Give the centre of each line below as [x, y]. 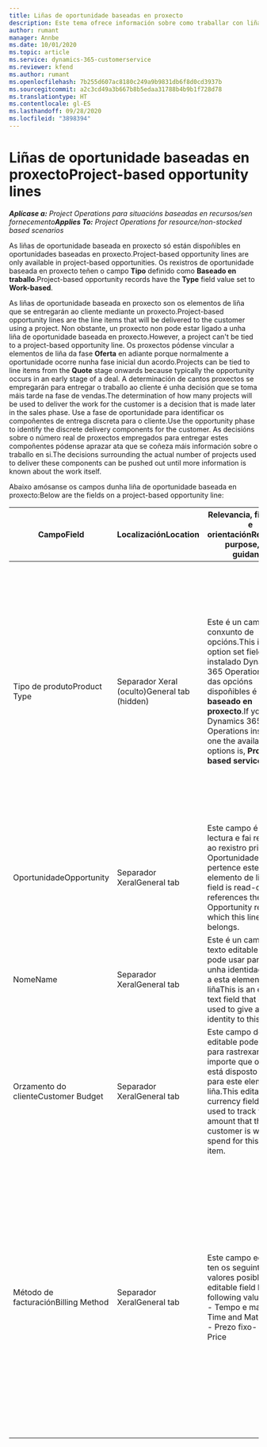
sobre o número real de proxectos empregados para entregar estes [119, 437]
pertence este [233, 867]
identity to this [234, 1019]
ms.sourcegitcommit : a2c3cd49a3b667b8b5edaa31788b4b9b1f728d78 [116, 89]
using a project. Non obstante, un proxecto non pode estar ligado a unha [128, 328]
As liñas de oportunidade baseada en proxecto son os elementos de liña [127, 303]
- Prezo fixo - [232, 1327]
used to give [230, 1009]
